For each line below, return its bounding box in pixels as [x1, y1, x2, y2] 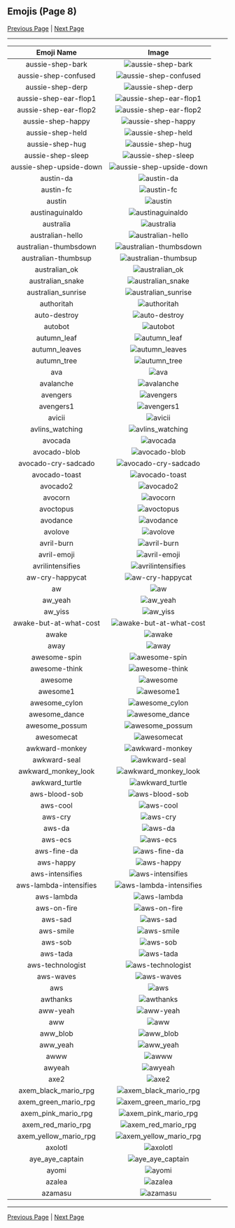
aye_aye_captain [29, 1154, 84, 1163]
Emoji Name [36, 47, 77, 57]
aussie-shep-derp [25, 82, 88, 92]
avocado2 [39, 481, 73, 490]
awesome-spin [31, 652, 82, 662]
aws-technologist [27, 960, 86, 970]
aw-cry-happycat [26, 572, 87, 582]
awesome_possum [25, 721, 87, 730]
